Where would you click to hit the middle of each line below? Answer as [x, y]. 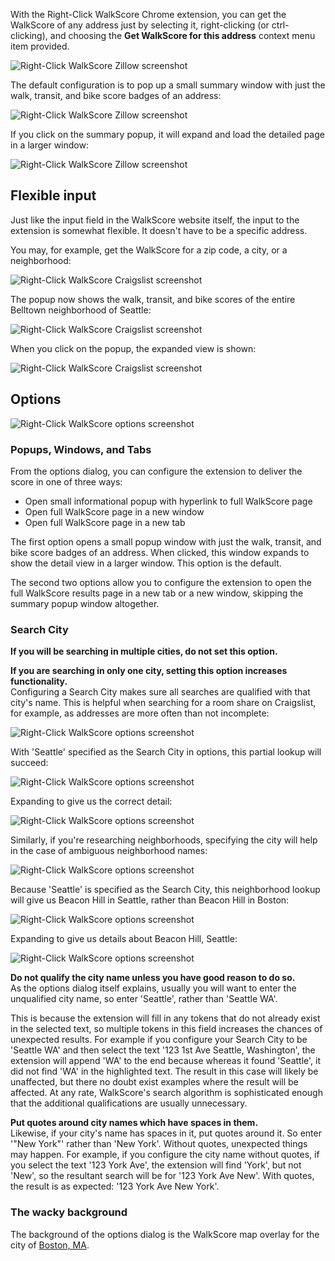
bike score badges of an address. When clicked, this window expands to [160, 552]
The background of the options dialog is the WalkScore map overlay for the [165, 1234]
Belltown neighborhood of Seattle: [81, 310]
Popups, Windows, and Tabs [81, 449]
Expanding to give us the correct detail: [91, 801]
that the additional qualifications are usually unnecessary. [129, 1103]
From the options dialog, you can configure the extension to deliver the [156, 471]
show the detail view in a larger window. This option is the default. [146, 563]
